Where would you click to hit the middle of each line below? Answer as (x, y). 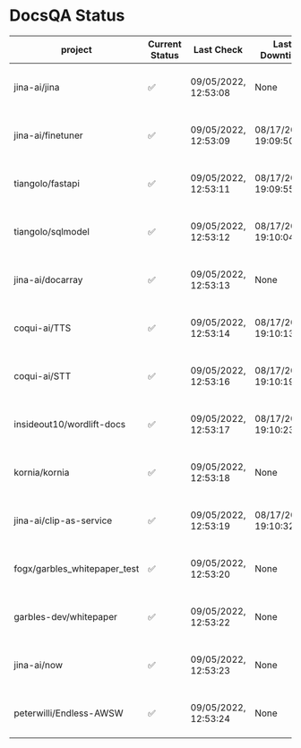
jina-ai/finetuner (48, 135)
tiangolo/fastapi (47, 183)
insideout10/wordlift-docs (70, 424)
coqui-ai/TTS (43, 328)
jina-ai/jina (37, 87)
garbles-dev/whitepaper (66, 616)
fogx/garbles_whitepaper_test (77, 568)
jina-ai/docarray (48, 279)
